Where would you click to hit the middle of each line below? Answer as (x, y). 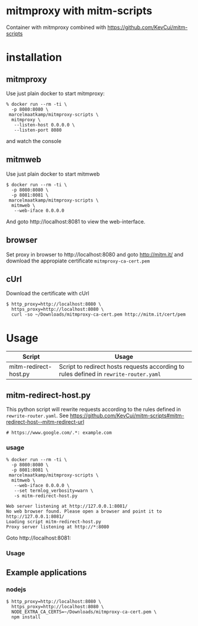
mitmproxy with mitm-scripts (79, 11)
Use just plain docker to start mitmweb (53, 174)
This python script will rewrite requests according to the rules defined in (93, 410)
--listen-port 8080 (38, 130)
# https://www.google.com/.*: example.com (59, 433)
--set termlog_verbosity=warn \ (54, 491)
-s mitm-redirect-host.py (46, 496)
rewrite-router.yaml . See (37, 416)
